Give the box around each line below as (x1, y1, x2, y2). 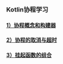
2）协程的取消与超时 (6, 36, 57, 43)
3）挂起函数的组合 (6, 51, 52, 59)
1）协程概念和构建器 (6, 21, 56, 28)
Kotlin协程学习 (6, 5, 49, 13)
